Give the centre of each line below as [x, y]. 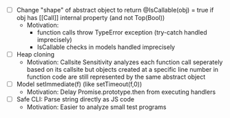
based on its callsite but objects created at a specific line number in [122, 70]
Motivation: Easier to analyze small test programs [96, 107]
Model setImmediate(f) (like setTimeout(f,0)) [79, 84]
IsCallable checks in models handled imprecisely [106, 47]
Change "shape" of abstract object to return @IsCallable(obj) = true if [115, 10]
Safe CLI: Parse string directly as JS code [75, 99]
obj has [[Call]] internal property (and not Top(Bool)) [91, 18]
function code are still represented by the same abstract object [116, 77]
